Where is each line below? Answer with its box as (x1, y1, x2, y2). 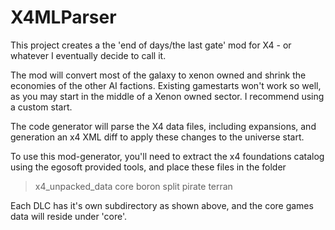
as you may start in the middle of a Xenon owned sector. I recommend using (10, 90, 325, 102)
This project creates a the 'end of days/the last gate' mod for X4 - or (10, 39, 292, 51)
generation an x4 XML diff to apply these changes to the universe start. (10, 131, 305, 143)
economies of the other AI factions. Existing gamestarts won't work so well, (10, 79, 322, 91)
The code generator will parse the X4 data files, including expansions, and (10, 120, 317, 132)
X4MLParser (10, 6, 117, 29)
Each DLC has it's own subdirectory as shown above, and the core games (10, 199, 314, 211)
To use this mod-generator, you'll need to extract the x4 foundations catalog (10, 150, 325, 162)
